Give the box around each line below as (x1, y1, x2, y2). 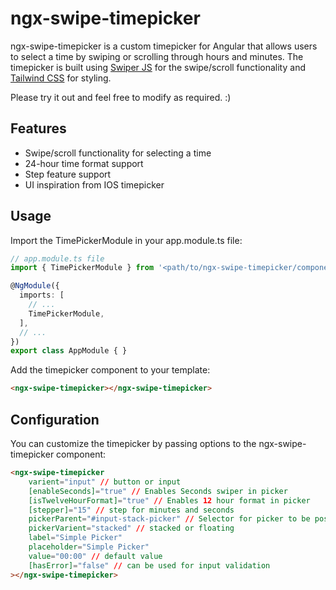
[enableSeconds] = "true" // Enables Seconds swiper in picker (28, 486, 288, 496)
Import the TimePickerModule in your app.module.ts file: (10, 234, 243, 246)
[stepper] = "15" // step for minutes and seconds (28, 505, 235, 515)
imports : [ (19, 290, 65, 301)
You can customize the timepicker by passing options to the (10, 438, 257, 449)
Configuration (10, 411, 100, 428)
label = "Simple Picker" (28, 533, 123, 543)
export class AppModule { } (10, 346, 128, 356)
